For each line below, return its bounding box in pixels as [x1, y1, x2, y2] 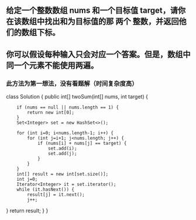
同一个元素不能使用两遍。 [6, 60, 98, 70]
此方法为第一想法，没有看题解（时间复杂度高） [6, 79, 138, 87]
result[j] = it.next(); [27, 192, 85, 198]
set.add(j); [47, 151, 77, 157]
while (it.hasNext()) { [16, 187, 75, 192]
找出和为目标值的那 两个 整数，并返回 [44, 16, 179, 26]
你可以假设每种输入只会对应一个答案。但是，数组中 [6, 49, 191, 59]
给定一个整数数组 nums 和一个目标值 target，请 [6, 5, 178, 16]
